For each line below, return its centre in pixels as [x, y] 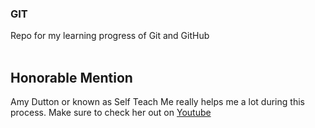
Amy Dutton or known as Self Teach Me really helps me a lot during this [157, 102]
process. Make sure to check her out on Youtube [111, 113]
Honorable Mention [71, 77]
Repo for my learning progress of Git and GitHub [110, 36]
